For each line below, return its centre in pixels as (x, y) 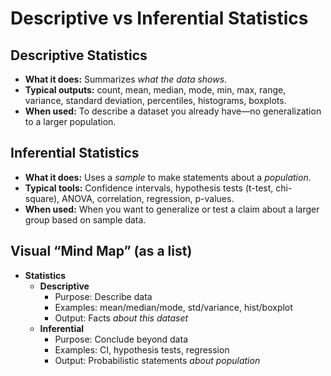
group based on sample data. (85, 219)
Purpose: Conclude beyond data (121, 339)
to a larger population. (70, 121)
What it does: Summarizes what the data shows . (126, 79)
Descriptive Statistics (79, 55)
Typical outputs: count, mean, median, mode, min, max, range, (155, 90)
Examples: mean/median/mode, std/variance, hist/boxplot (173, 307)
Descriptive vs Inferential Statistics (159, 18)
